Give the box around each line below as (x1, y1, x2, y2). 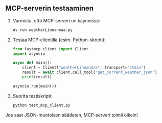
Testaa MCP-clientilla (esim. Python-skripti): (12, 37, 106, 43)
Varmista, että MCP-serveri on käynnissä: (12, 17, 101, 23)
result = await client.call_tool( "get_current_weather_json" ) (22, 70, 157, 75)
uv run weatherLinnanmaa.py (12, 27, 73, 33)
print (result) (22, 75, 52, 80)
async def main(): (12, 60, 52, 66)
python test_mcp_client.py (12, 103, 71, 108)
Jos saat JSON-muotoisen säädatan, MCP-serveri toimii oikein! (5, 112, 138, 118)
